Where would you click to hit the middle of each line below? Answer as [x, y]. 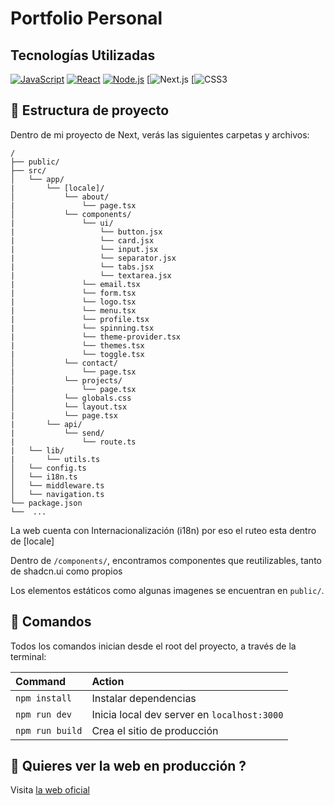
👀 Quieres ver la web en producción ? [128, 766]
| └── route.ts [73, 442]
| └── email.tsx [75, 284]
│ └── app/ [37, 179]
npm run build [49, 730]
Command [41, 681]
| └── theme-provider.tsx [96, 337]
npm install [44, 698]
